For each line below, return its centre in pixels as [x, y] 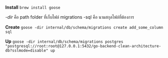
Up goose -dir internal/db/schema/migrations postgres [64, 41]
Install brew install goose [33, 7]
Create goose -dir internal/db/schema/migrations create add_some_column [84, 27]
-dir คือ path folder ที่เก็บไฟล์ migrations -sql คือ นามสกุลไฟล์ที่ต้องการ [70, 17]
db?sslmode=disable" [27, 50]
